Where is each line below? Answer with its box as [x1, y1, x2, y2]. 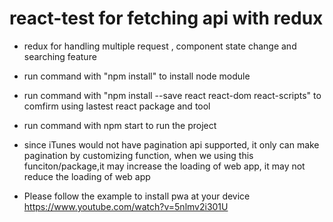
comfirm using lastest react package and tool [23, 100, 211, 112]
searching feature [23, 50, 97, 62]
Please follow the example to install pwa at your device [23, 190, 251, 202]
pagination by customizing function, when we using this [23, 149, 254, 161]
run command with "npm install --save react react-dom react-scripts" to [23, 89, 322, 101]
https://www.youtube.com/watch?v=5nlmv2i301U [23, 200, 229, 212]
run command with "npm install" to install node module [23, 70, 251, 82]
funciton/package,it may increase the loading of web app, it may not [23, 160, 306, 172]
